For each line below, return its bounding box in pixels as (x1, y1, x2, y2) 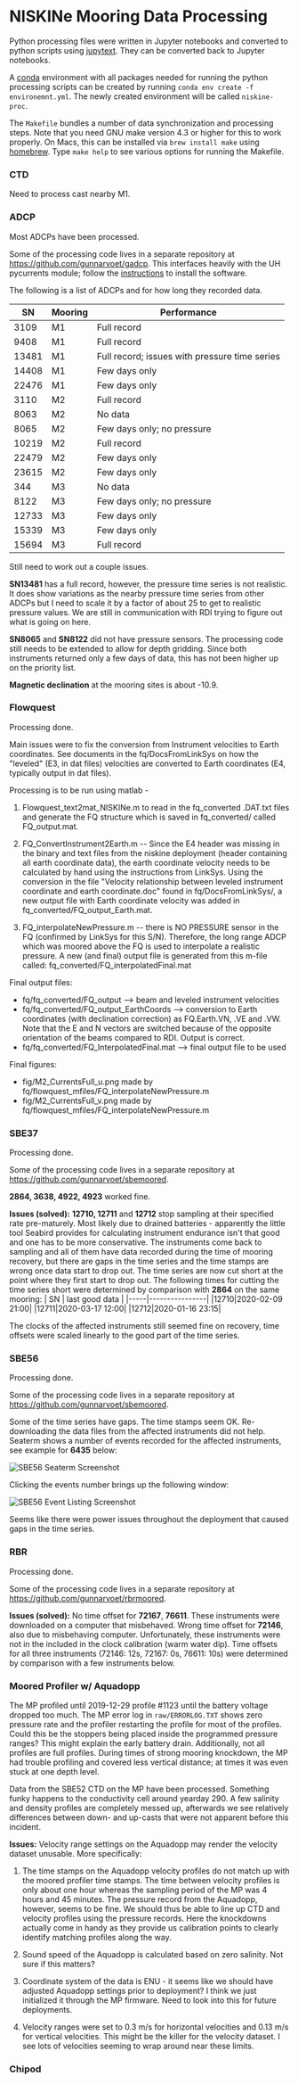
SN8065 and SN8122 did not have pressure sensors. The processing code (9, 633, 284, 644)
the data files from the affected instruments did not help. (58, 1426, 266, 1437)
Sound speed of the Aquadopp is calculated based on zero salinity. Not (21, 1949, 284, 1960)
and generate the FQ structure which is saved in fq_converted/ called (21, 811, 276, 822)
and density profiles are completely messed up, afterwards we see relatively (9, 1803, 289, 1814)
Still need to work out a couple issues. (9, 561, 149, 572)
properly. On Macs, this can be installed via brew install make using (9, 136, 260, 147)
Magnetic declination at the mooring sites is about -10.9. (9, 680, 219, 690)
